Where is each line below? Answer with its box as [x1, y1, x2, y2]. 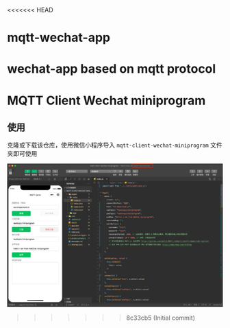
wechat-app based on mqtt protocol [7, 61, 216, 77]
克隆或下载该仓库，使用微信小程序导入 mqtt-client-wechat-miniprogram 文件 [7, 141, 222, 150]
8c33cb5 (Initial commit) [126, 314, 196, 322]
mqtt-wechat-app [7, 30, 111, 45]
